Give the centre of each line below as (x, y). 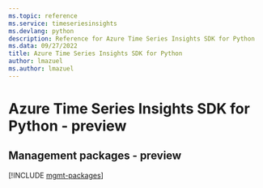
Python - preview (68, 126)
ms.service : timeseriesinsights (63, 23)
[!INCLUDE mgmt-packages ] (56, 175)
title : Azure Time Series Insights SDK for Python (95, 53)
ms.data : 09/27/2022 (43, 46)
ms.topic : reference (43, 16)
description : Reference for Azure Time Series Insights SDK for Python (131, 38)
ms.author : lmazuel (41, 69)
